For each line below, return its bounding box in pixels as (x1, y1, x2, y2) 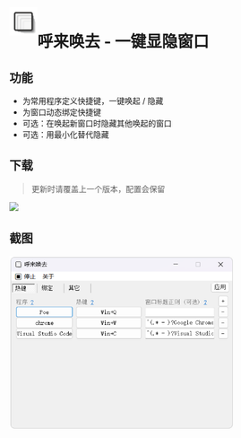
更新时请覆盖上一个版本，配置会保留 (30, 183, 166, 194)
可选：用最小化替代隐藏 (22, 129, 109, 140)
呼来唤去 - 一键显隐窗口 (37, 31, 210, 52)
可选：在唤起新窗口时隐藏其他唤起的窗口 (22, 118, 172, 128)
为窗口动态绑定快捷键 (22, 107, 101, 118)
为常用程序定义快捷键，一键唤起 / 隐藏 (22, 96, 164, 106)
